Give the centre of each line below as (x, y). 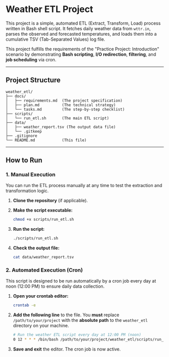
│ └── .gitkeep (24, 131)
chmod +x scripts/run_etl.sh (43, 220)
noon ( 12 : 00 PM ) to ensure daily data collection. (55, 286)
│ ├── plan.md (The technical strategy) (61, 105)
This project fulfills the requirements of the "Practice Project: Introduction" (82, 49)
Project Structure (33, 80)
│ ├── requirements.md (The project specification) (64, 101)
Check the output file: (36, 248)
